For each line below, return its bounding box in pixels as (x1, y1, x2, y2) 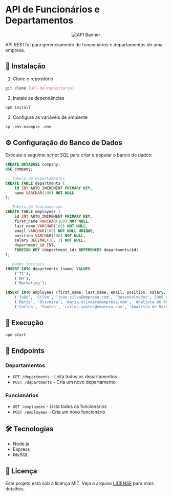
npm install (5, 104, 31, 110)
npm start (5, 332, 27, 338)
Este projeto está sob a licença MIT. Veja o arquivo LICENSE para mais (5, 480, 154, 487)
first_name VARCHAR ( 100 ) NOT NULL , (14, 219, 91, 224)
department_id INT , (14, 243, 56, 248)
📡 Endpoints (5, 346, 45, 355)
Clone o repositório (12, 76, 54, 82)
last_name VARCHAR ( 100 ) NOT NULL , (14, 223, 88, 228)
